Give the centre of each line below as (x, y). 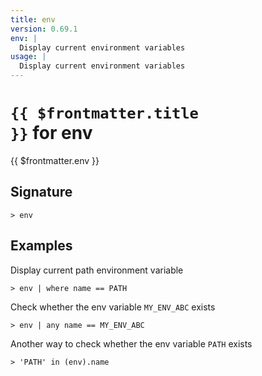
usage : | (28, 57)
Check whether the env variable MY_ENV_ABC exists (113, 307)
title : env (33, 19)
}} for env (51, 133)
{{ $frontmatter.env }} (55, 160)
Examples (41, 246)
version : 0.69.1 (44, 29)
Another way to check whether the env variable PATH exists (131, 343)
